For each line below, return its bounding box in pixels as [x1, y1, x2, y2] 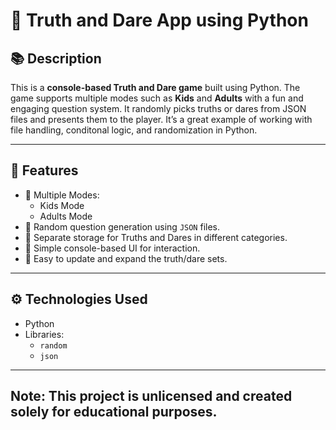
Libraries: [24, 328, 65, 340]
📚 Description [10, 50, 102, 67]
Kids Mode [39, 199, 85, 211]
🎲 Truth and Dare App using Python [10, 9, 309, 32]
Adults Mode [39, 210, 93, 222]
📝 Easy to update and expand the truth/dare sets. [24, 252, 228, 264]
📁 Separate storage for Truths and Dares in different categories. [24, 231, 288, 243]
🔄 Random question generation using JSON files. [24, 220, 221, 233]
